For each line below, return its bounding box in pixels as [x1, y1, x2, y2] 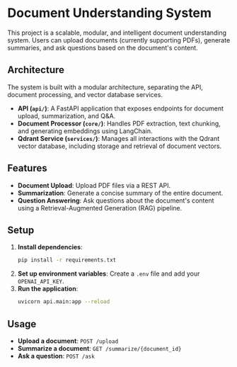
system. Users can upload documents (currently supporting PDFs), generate [7, 35, 231, 44]
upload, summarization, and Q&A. [17, 111, 116, 120]
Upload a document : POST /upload [17, 337, 119, 345]
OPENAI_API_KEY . [17, 277, 65, 286]
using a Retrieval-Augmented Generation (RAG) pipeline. [17, 203, 183, 212]
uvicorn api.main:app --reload [17, 298, 110, 305]
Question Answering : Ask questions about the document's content [17, 196, 214, 205]
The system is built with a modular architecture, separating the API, [7, 83, 203, 91]
